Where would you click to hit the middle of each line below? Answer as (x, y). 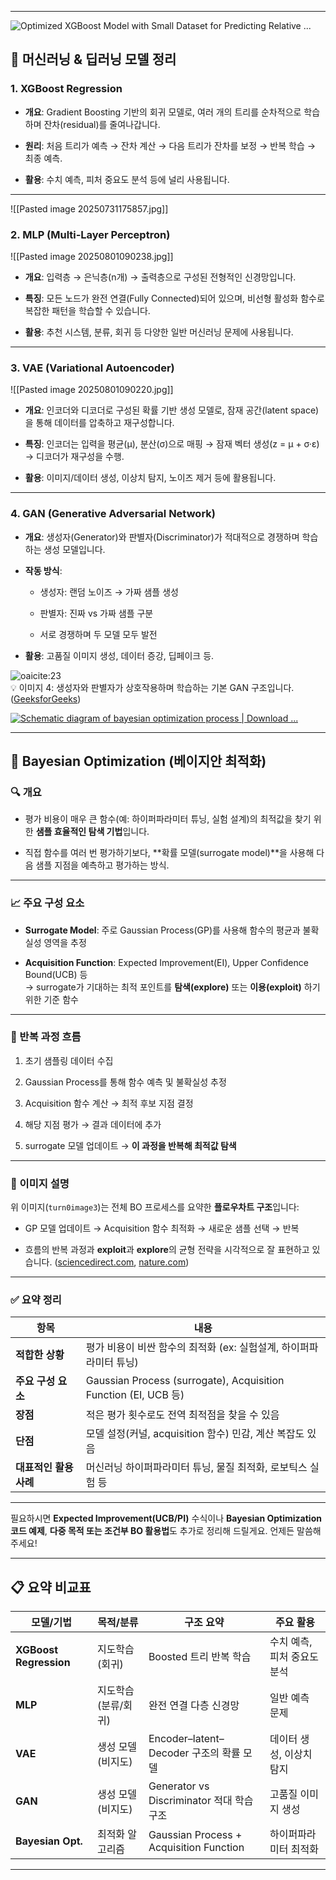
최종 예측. (43, 158)
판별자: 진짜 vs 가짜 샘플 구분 (96, 613)
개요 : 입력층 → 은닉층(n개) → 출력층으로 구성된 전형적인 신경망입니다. (160, 277)
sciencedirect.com (96, 1262)
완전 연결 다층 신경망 (194, 1706)
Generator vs (179, 1786)
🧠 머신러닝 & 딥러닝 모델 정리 (93, 59)
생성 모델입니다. (74, 549)
